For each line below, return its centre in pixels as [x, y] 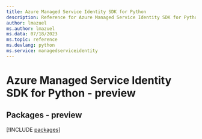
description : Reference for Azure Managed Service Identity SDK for [94, 17]
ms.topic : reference [32, 40]
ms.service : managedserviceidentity [52, 51]
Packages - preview [44, 115]
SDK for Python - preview [71, 93]
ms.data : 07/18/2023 [32, 34]
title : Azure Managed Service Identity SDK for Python [76, 12]
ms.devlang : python [31, 46]
